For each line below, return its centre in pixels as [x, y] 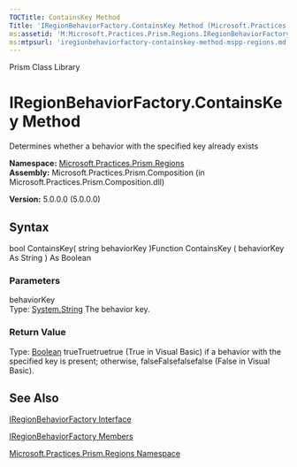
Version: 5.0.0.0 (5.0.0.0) [55, 199]
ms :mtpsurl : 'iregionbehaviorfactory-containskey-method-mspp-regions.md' [150, 42]
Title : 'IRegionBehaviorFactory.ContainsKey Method [106, 26]
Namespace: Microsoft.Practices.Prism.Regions [97, 164]
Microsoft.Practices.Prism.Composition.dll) [87, 182]
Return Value [38, 333]
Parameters [34, 280]
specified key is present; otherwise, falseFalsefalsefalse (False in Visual [140, 361]
